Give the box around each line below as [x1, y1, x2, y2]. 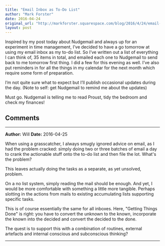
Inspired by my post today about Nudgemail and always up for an [5, 39, 137, 45]
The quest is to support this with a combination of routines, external [5, 225, 142, 231]
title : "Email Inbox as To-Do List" [5, 7, 80, 12]
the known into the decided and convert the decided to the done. [5, 216, 137, 222]
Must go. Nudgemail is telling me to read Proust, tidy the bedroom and [5, 94, 147, 100]
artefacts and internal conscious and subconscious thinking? [5, 231, 128, 237]
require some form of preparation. [5, 70, 74, 76]
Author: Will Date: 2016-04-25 [5, 131, 68, 137]
